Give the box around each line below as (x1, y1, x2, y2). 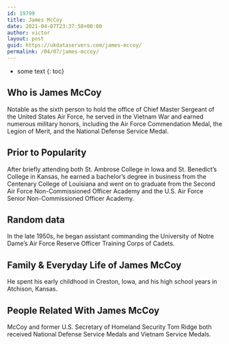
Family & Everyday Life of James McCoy (7, 259, 182, 271)
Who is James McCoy (7, 87, 102, 99)
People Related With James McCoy (7, 304, 160, 316)
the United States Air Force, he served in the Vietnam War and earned (7, 112, 204, 121)
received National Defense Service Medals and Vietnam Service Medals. (7, 330, 211, 338)
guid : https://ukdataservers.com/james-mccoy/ (7, 42, 142, 49)
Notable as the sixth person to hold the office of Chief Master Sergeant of (7, 105, 215, 113)
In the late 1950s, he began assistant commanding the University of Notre (7, 232, 214, 241)
